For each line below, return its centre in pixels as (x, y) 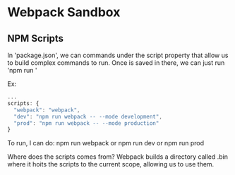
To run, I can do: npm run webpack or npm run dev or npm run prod (106, 143)
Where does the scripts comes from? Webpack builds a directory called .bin (117, 157)
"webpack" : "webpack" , (47, 110)
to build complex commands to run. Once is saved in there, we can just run (116, 63)
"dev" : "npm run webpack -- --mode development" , (88, 116)
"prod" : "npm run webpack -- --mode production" (86, 123)
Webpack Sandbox (64, 12)
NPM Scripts (36, 38)
